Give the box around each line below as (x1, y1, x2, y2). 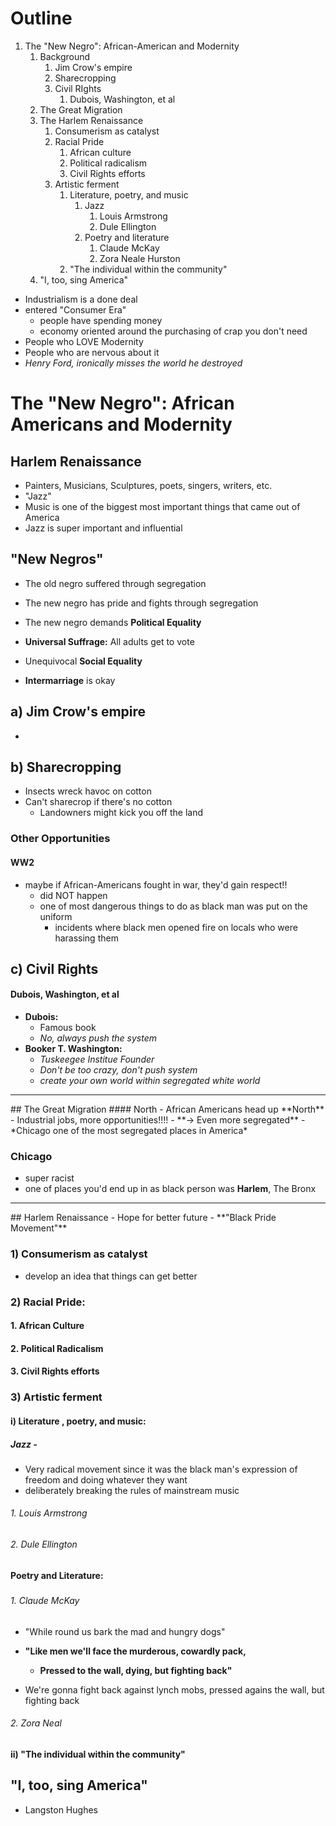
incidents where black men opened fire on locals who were (54, 921, 298, 933)
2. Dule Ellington (10, 1538, 78, 1551)
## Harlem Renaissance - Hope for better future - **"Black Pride (10, 1212, 277, 1224)
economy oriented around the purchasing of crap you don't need (39, 325, 308, 337)
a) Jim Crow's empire (10, 703, 147, 721)
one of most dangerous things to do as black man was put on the (39, 900, 308, 912)
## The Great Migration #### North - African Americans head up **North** (10, 1103, 325, 1116)
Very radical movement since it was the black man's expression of (24, 1463, 298, 1475)
